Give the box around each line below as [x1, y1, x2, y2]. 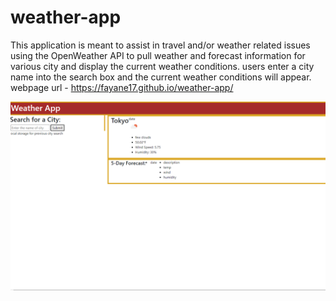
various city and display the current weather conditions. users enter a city [10, 60, 315, 72]
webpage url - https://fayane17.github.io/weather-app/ [10, 81, 234, 93]
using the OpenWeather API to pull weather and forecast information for [10, 49, 306, 61]
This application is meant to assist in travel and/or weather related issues [10, 39, 311, 51]
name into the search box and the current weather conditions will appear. [10, 71, 312, 83]
